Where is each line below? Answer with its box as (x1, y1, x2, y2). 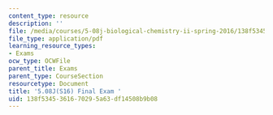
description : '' (8, 19, 63, 28)
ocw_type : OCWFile (8, 57, 71, 66)
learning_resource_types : (8, 42, 96, 50)
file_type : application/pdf (8, 34, 104, 43)
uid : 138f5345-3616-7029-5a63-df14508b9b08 (8, 95, 158, 103)
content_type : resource (8, 11, 89, 20)
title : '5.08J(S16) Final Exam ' (8, 87, 122, 96)
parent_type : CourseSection (8, 72, 104, 80)
